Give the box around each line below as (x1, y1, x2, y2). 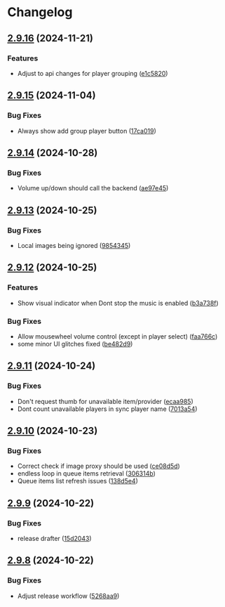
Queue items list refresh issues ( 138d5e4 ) (17, 477, 139, 485)
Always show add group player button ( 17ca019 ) (17, 126, 156, 135)
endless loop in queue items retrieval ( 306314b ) (17, 469, 156, 478)
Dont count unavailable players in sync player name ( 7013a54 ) (17, 405, 198, 413)
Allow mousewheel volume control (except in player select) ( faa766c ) (17, 332, 218, 341)
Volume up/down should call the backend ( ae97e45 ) (17, 184, 169, 192)
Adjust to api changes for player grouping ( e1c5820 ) (17, 69, 168, 77)
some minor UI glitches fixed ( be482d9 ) (17, 339, 133, 348)
